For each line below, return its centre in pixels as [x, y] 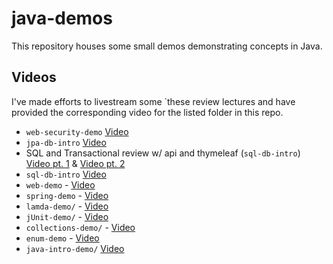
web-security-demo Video [77, 131]
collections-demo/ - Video [80, 227]
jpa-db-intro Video [66, 142]
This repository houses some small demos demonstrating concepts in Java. [167, 46]
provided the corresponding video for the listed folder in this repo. [147, 112]
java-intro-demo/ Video [75, 248]
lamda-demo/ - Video [67, 206]
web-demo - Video [60, 184]
